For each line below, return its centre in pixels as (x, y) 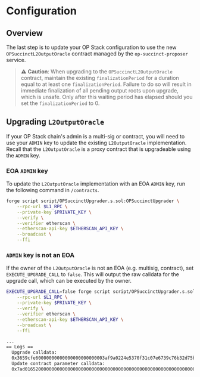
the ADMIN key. (23, 155)
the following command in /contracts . (53, 190)
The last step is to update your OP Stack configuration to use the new (91, 47)
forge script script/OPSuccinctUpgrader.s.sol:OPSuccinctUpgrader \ (93, 201)
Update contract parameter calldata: (58, 363)
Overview (25, 33)
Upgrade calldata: (35, 353)
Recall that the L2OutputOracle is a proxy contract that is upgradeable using (99, 149)
